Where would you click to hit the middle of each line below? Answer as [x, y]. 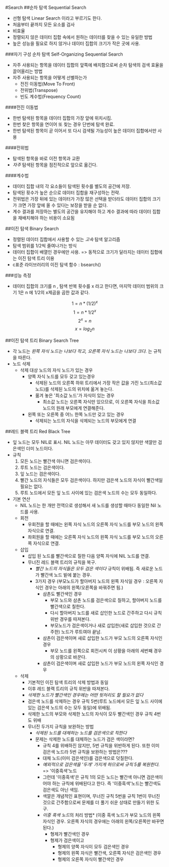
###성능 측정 [18, 275]
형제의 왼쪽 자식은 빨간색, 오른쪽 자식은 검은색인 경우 [109, 853]
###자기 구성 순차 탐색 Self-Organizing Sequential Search [64, 54]
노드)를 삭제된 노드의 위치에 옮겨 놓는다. [74, 389]
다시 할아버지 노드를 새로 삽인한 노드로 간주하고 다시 [101, 613]
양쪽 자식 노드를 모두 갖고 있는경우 [61, 376]
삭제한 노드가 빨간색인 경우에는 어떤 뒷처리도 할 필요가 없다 [86, 695]
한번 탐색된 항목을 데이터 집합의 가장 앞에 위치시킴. [62, 118]
